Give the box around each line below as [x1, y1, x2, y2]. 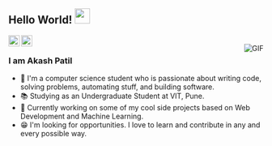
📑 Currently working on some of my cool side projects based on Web [19, 103, 251, 113]
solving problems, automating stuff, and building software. [19, 82, 215, 92]
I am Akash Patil [8, 54, 73, 66]
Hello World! [8, 13, 73, 27]
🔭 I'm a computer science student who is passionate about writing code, [19, 74, 261, 84]
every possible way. [19, 129, 87, 139]
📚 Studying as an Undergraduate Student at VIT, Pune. [19, 91, 205, 101]
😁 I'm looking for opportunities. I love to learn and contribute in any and [19, 120, 261, 130]
